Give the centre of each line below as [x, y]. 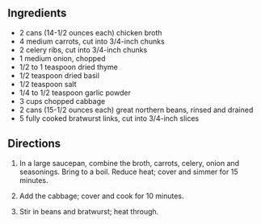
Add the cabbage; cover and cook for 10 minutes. [101, 196]
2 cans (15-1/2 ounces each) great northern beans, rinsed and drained [136, 110]
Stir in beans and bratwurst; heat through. [89, 211]
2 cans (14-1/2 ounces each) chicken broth [91, 32]
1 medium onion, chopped [62, 58]
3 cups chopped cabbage [62, 101]
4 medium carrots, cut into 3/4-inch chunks [92, 41]
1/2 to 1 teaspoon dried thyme [68, 67]
